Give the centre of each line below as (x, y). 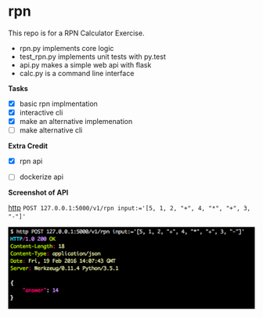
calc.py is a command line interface (77, 73)
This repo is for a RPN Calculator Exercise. (76, 33)
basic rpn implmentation (58, 104)
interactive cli (41, 113)
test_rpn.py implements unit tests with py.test (92, 56)
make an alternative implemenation (76, 122)
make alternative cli (51, 130)
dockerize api (41, 177)
